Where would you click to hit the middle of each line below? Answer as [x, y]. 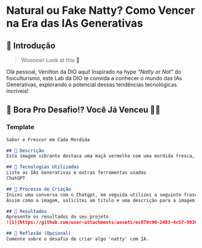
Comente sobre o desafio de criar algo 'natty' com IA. [78, 239]
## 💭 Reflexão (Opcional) [38, 234]
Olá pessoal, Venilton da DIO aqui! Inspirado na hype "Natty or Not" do [94, 72]
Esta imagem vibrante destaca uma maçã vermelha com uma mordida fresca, [101, 156]
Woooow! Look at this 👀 [50, 60]
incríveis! [17, 91]
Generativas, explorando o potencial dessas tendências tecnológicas [92, 84]
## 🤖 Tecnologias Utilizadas [43, 167]
